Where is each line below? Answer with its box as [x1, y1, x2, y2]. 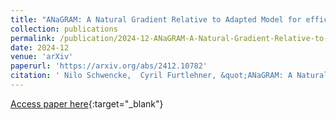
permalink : [10, 33, 56, 43]
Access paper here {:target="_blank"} [10, 97, 164, 110]
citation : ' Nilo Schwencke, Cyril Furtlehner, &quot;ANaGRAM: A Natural [10, 71, 329, 81]
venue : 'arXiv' [10, 52, 74, 62]
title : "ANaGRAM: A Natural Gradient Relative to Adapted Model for [10, 14, 302, 25]
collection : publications [10, 24, 118, 34]
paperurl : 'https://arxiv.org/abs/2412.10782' [10, 61, 208, 71]
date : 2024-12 [10, 42, 70, 53]
